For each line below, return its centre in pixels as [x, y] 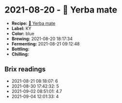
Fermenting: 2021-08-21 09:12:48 [46, 44]
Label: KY [22, 28]
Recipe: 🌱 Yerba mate [33, 23]
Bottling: [20, 49]
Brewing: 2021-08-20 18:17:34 [42, 39]
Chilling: [20, 54]
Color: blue [23, 33]
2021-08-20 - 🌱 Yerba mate [61, 10]
